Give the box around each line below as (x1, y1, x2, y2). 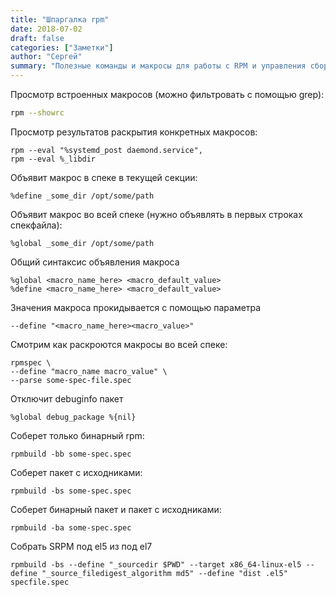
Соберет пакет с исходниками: (10, 466, 143, 478)
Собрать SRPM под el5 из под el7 (10, 540, 153, 552)
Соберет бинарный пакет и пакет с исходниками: (10, 503, 222, 515)
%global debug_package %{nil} (10, 412, 137, 422)
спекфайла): (10, 219, 63, 231)
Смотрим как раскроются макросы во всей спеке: (10, 338, 228, 350)
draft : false (10, 33, 65, 43)
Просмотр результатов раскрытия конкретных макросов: (10, 126, 258, 138)
